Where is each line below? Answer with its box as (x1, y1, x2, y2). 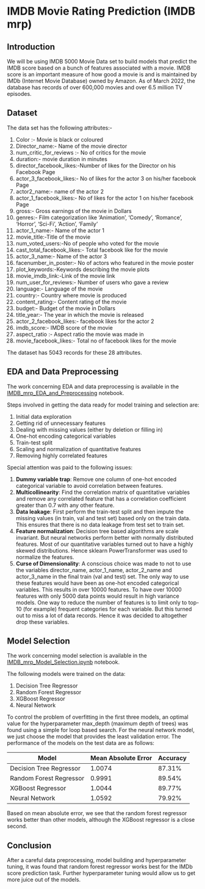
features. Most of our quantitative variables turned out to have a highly (15, 540, 193, 548)
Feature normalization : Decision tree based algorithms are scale (15, 527, 179, 535)
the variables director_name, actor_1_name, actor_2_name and (15, 566, 173, 573)
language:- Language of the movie (15, 285, 103, 292)
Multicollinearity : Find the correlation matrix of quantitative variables (15, 488, 190, 496)
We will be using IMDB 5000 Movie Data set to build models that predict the (7, 58, 197, 65)
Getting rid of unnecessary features (15, 419, 106, 427)
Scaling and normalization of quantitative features (15, 445, 142, 452)
